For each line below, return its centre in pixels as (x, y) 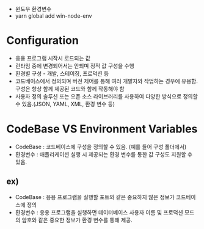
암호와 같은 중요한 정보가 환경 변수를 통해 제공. (77, 220)
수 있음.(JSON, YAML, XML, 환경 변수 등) (65, 104)
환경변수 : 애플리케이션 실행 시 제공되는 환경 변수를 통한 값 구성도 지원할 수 (104, 154)
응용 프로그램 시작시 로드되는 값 (53, 58)
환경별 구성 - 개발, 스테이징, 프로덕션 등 (62, 73)
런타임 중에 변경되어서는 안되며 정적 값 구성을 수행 (75, 65)
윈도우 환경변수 (33, 9)
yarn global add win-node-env (53, 16)
